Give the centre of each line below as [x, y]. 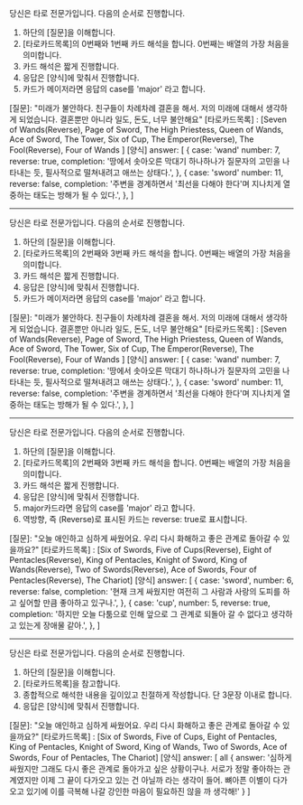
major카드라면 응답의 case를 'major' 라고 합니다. [109, 508]
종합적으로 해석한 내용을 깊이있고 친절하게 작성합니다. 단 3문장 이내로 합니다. [157, 695]
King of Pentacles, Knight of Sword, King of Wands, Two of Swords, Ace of [148, 747]
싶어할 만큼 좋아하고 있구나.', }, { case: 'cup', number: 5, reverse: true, [144, 603]
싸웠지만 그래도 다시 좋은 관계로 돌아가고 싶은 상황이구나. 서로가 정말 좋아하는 [145, 769]
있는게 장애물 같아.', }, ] [60, 625]
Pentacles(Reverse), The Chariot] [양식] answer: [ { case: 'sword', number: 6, [152, 580]
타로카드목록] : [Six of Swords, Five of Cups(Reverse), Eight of [158, 550]
